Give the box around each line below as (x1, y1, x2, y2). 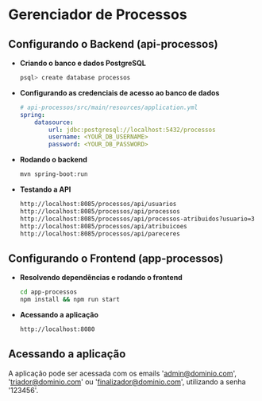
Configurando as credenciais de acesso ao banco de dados (19, 88, 220, 97)
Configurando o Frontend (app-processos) (8, 251, 224, 265)
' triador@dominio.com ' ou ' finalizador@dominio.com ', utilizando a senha (8, 376, 246, 387)
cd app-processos (19, 288, 78, 296)
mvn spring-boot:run (19, 170, 88, 178)
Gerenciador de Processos (8, 6, 188, 24)
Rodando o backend (19, 155, 87, 165)
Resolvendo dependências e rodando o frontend (19, 273, 183, 282)
